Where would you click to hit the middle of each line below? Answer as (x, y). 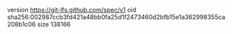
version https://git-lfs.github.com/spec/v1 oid (72, 10)
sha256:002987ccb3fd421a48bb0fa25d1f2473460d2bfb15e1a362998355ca (116, 17)
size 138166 (54, 24)
